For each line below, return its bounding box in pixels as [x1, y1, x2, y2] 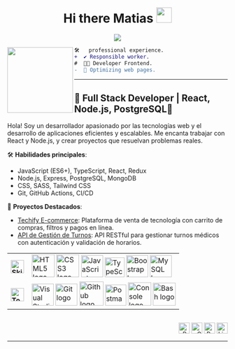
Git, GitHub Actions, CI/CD [17, 189, 94, 197]
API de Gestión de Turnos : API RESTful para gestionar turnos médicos [17, 231, 220, 239]
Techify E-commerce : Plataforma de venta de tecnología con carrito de [17, 216, 223, 225]
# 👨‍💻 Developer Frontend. [74, 59, 152, 66]
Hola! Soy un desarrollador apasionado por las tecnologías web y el [7, 122, 201, 130]
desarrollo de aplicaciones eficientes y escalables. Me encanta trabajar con [7, 129, 225, 138]
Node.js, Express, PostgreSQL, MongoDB [17, 174, 136, 183]
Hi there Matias [63, 10, 154, 27]
